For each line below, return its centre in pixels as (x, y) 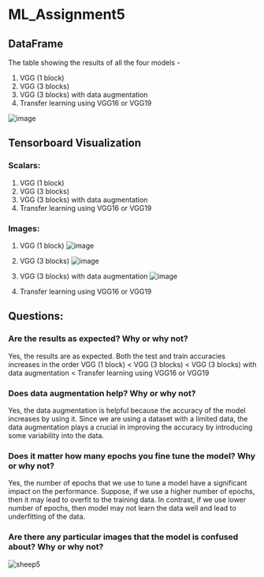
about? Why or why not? (56, 547)
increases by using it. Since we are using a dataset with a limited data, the (128, 418)
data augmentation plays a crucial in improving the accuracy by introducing (130, 427)
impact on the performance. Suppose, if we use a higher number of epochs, (132, 492)
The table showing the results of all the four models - (94, 62)
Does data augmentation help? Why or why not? (102, 393)
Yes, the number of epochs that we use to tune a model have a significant (128, 483)
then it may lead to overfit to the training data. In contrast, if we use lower (127, 500)
